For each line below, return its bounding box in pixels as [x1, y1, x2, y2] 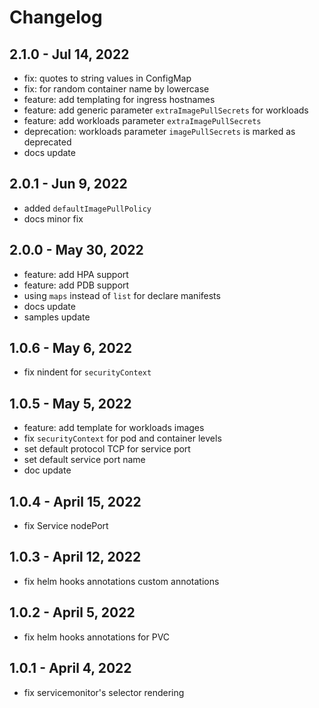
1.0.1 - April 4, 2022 [9, 660, 132, 677]
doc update [23, 464, 72, 476]
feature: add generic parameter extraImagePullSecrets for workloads [23, 104, 309, 116]
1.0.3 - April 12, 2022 [9, 549, 142, 566]
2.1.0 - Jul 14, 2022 [9, 46, 130, 63]
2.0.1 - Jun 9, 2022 [9, 176, 128, 193]
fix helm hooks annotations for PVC [23, 631, 171, 643]
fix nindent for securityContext [23, 366, 152, 378]
